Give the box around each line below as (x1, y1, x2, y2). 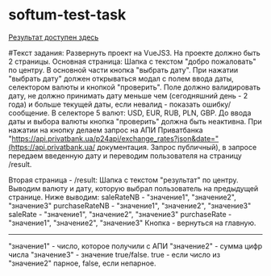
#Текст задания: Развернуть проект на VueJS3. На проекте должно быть (8, 48, 261, 57)
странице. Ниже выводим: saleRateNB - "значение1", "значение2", (8, 192, 236, 202)
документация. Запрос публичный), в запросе (96, 142, 257, 152)
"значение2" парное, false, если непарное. (8, 258, 156, 268)
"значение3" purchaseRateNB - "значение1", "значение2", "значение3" (8, 200, 252, 211)
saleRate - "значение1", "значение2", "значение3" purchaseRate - (8, 209, 232, 219)
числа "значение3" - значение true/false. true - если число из (8, 249, 220, 259)
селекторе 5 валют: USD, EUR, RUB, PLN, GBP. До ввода (57, 107, 252, 118)
